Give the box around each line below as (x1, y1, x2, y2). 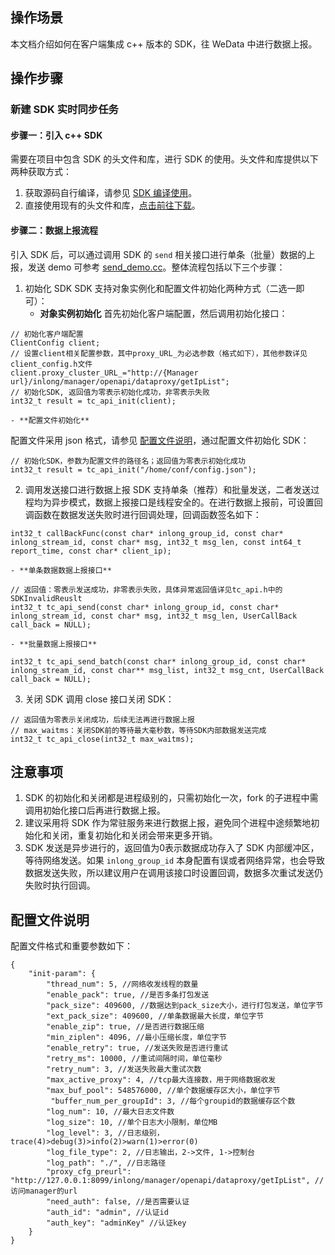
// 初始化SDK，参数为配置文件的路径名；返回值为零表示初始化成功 (10, 456, 246, 466)
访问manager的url (10, 1186, 78, 1197)
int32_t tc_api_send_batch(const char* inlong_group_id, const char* (10, 656, 307, 667)
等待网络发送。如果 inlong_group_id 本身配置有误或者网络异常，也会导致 (24, 854, 326, 867)
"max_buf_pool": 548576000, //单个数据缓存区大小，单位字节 (46, 1086, 281, 1096)
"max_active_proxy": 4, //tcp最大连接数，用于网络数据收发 (46, 1075, 277, 1085)
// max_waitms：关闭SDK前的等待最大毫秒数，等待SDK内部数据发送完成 (10, 725, 267, 735)
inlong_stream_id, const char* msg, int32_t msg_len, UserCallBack (10, 611, 298, 621)
